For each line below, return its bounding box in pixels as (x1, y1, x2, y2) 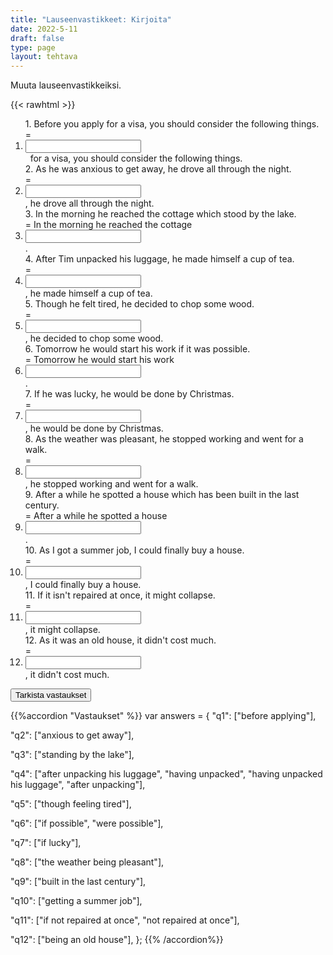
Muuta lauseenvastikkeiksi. (10, 79, 122, 91)
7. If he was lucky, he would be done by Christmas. (24, 388, 235, 400)
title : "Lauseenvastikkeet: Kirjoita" (10, 14, 172, 25)
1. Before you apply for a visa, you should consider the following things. (24, 118, 320, 130)
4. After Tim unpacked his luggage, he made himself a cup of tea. (24, 253, 295, 265)
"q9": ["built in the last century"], (10, 876, 147, 888)
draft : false (10, 33, 65, 43)
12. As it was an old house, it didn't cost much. (24, 634, 217, 646)
